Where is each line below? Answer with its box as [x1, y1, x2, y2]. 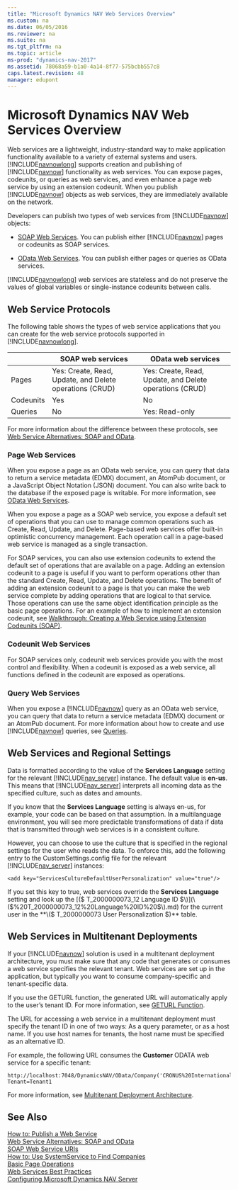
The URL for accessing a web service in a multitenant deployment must [7, 1014, 216, 1023]
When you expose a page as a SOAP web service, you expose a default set [7, 510, 227, 518]
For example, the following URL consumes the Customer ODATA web [7, 1050, 210, 1059]
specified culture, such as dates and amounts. [7, 788, 142, 797]
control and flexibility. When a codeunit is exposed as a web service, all [7, 663, 216, 671]
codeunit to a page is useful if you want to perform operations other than [7, 569, 220, 577]
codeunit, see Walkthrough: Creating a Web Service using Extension [7, 614, 207, 623]
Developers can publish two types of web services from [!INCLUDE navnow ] [7, 212, 229, 220]
